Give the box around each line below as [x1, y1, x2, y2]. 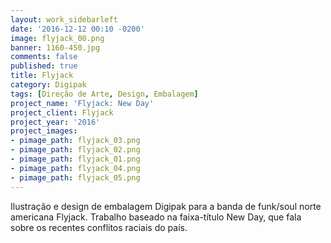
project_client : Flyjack [10, 107, 114, 118]
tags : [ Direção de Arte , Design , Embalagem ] [10, 89, 199, 99]
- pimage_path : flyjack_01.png [10, 154, 141, 164]
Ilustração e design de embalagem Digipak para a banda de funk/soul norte [10, 200, 322, 212]
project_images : [10, 126, 78, 136]
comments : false [10, 52, 78, 62]
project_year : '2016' [10, 117, 101, 127]
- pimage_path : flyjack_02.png [10, 145, 141, 155]
